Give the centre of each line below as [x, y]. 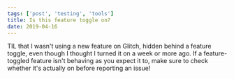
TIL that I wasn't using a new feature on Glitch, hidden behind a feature [109, 46]
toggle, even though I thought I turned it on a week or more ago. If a [105, 53]
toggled [19, 61]
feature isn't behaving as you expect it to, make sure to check [119, 61]
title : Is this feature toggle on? [59, 20]
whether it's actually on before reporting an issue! [79, 68]
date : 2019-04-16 [32, 26]
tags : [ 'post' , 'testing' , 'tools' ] [60, 14]
